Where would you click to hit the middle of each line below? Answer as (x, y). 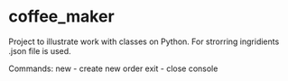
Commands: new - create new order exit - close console (113, 68)
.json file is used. (40, 50)
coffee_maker (61, 17)
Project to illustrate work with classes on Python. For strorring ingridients (144, 41)
